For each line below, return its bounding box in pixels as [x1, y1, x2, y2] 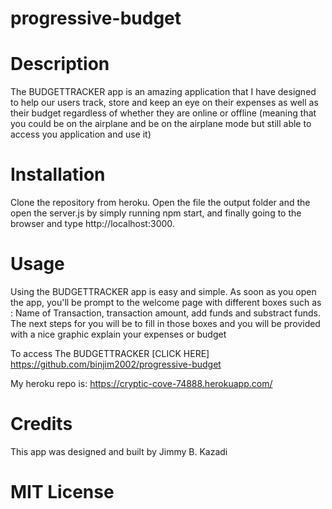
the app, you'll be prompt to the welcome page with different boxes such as [10, 297, 322, 308]
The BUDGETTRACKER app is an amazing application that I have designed [10, 86, 317, 98]
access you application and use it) [10, 128, 152, 141]
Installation [10, 163, 106, 186]
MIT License [10, 481, 115, 504]
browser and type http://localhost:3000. [10, 218, 175, 230]
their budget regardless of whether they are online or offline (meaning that [10, 107, 317, 119]
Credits [10, 413, 73, 436]
